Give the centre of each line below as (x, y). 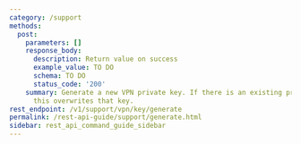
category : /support (46, 17)
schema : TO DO (60, 76)
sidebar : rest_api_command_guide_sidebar (88, 126)
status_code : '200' (69, 84)
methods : (26, 26)
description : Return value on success (105, 59)
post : (28, 34)
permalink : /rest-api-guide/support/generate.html (106, 117)
